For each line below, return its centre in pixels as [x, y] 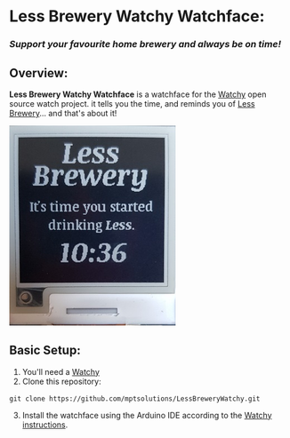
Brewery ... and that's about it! [63, 113]
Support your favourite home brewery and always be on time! [145, 44]
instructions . [45, 425]
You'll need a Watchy [61, 371]
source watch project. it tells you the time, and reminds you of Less [132, 103]
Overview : [39, 73]
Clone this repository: [61, 381]
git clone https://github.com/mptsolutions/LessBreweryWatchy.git [135, 398]
